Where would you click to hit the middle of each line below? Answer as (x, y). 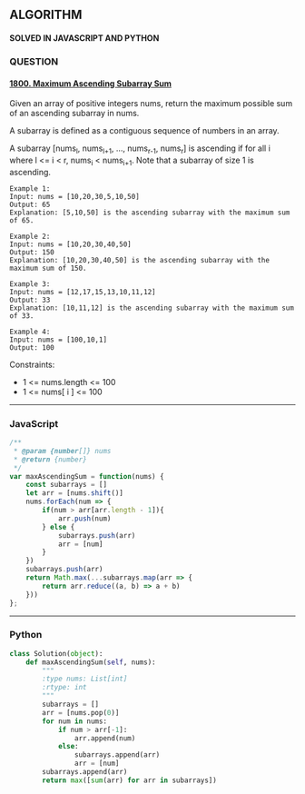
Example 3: (30, 284)
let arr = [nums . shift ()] (75, 493)
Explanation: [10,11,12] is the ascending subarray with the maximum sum (152, 308)
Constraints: (32, 364)
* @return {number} (50, 459)
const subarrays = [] (66, 485)
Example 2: (30, 236)
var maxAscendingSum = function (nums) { (87, 476)
